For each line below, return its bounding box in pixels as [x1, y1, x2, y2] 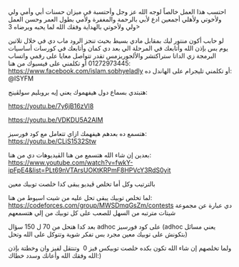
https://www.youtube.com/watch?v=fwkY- [8, 158, 133, 167]
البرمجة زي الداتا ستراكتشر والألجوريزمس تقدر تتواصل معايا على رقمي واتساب [8, 51, 217, 60]
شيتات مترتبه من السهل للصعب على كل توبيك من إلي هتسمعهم [8, 209, 176, 217]
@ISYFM [8, 74, 34, 83]
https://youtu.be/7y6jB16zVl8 [8, 102, 94, 110]
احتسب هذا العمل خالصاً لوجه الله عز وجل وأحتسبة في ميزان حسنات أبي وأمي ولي [8, 8, 227, 16]
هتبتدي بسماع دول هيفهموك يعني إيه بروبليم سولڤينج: [8, 88, 148, 96]
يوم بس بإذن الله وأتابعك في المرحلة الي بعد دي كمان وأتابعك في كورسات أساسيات [8, 44, 229, 52]
